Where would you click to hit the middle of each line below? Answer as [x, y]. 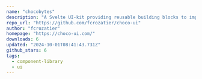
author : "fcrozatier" [33, 28]
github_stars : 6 [26, 50]
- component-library [37, 61]
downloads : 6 [23, 39]
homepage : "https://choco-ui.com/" [51, 34]
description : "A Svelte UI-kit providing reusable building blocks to [96, 17]
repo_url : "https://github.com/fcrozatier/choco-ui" [74, 23]
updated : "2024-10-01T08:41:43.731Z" [54, 45]
